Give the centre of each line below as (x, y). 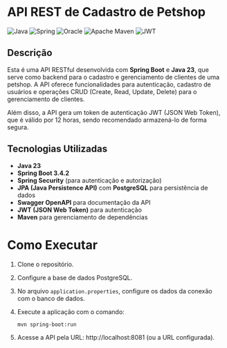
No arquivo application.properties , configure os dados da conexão (115, 291)
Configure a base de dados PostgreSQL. (75, 277)
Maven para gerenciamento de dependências (82, 217)
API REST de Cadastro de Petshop (107, 12)
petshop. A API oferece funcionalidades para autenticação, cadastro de (109, 84)
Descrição (30, 53)
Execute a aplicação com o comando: (71, 311)
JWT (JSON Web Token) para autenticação (79, 210)
